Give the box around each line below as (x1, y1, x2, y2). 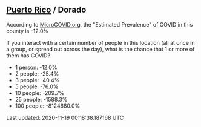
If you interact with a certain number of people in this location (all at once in (6, 39, 195, 46)
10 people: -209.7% (15, 89, 65, 96)
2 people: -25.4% (15, 70, 59, 77)
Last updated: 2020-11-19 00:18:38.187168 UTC (6, 114, 124, 121)
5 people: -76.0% (15, 83, 59, 90)
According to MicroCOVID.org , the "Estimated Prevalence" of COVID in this (6, 21, 193, 28)
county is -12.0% (6, 27, 49, 34)
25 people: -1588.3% (15, 96, 68, 103)
